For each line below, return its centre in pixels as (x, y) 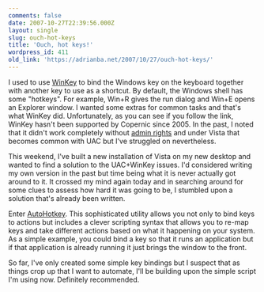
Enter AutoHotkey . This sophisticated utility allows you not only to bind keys (132, 214)
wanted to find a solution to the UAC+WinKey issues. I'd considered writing (130, 165)
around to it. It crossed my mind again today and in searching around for (126, 181)
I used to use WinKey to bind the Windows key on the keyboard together (126, 82)
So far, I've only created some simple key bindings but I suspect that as (124, 263)
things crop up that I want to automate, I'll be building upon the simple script (132, 271)
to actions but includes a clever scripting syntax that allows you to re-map (128, 222)
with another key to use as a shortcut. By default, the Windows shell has (126, 90)
